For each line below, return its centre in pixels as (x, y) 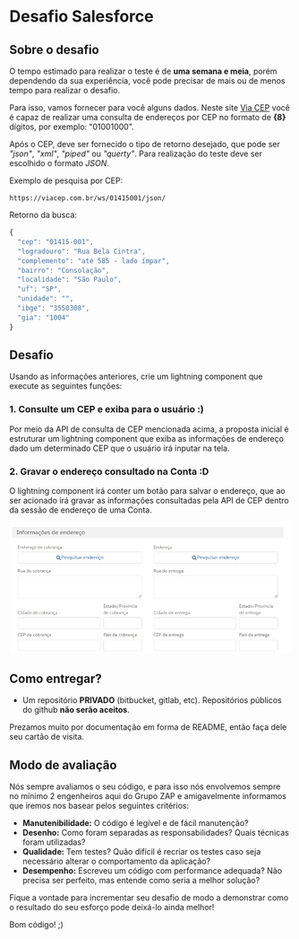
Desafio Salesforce (81, 17)
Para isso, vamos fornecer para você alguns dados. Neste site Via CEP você (150, 108)
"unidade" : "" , (46, 299)
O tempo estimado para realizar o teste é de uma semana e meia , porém (143, 71)
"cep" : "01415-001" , (56, 241)
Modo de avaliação (63, 765)
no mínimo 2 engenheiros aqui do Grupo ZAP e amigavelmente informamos (148, 796)
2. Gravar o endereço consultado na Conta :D (109, 471)
